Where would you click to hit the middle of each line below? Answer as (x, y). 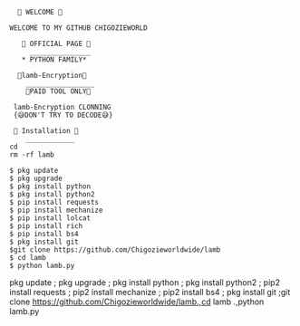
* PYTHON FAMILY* (54, 60)
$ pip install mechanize (56, 210)
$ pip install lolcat (50, 218)
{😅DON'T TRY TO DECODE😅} (63, 115)
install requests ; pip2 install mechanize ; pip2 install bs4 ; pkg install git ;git (150, 292)
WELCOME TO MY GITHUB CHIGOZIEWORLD (78, 28)
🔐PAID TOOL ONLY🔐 (58, 91)
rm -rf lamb (32, 155)
